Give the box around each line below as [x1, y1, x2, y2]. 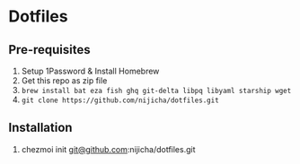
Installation [8, 120, 73, 135]
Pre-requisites [8, 42, 91, 57]
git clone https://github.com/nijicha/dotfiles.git [21, 96, 219, 105]
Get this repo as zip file [21, 75, 108, 86]
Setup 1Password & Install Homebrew [21, 65, 160, 76]
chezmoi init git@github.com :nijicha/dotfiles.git [21, 143, 196, 154]
